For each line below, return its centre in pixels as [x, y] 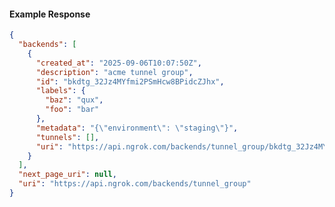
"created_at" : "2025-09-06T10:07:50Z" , [118, 63]
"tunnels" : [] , [67, 137]
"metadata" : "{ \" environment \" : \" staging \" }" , [137, 128]
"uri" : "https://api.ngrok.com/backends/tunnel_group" [135, 184]
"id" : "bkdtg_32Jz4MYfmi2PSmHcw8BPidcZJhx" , [130, 81]
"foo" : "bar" [72, 110]
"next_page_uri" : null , [67, 175]
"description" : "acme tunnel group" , [114, 72]
